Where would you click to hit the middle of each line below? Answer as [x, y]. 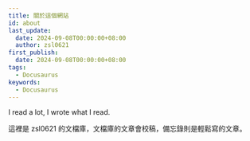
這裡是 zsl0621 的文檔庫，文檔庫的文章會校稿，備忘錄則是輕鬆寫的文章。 [127, 129]
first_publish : [33, 53]
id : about [25, 23]
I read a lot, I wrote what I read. [59, 112]
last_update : [30, 30]
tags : [17, 68]
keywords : [25, 82]
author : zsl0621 [42, 45]
